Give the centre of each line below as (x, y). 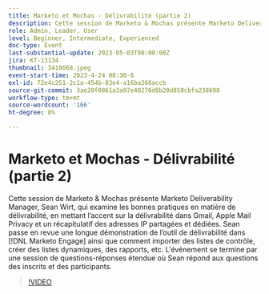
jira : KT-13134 (34, 61)
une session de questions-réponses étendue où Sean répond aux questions (133, 258)
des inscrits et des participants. (60, 266)
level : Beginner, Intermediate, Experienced (84, 38)
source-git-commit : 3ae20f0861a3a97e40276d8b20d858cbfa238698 (114, 90)
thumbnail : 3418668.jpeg (50, 68)
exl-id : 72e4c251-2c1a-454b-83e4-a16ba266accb (87, 83)
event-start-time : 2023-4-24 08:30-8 (71, 75)
